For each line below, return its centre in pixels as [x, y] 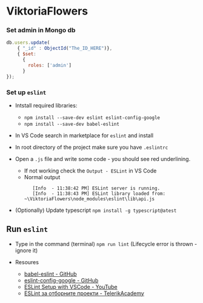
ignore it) [26, 250]
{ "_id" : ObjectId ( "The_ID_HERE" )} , [65, 49]
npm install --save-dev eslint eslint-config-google [92, 117]
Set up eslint [26, 92]
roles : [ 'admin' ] [50, 65]
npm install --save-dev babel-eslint [72, 124]
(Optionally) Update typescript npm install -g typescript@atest [96, 210]
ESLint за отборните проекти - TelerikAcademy [84, 293]
